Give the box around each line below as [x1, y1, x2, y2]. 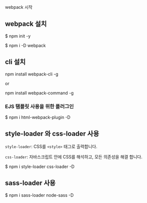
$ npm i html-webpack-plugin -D [5, 114, 71, 120]
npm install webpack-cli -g [5, 71, 59, 77]
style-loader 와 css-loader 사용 [5, 129, 99, 138]
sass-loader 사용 [5, 179, 56, 187]
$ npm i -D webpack [5, 42, 46, 48]
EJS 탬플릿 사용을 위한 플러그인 [5, 103, 74, 110]
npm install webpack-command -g [5, 90, 74, 96]
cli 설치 [5, 58, 26, 66]
